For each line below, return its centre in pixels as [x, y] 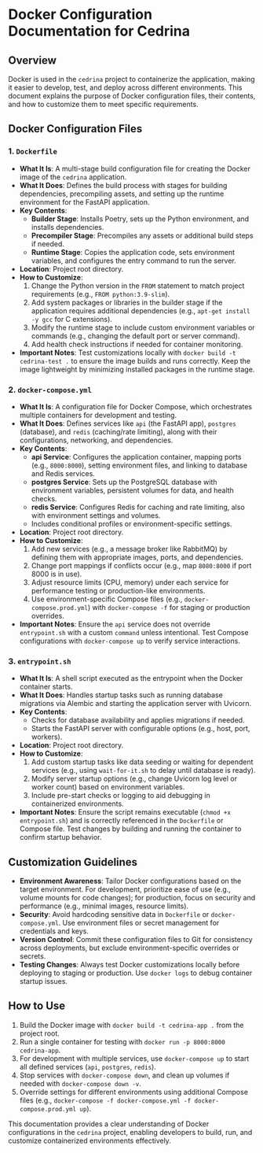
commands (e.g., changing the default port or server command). [135, 335]
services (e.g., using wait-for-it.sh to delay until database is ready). [143, 771]
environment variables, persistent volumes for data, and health [132, 490]
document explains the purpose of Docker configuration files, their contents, [132, 96]
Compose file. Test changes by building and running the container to [130, 829]
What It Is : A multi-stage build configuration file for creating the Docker [135, 168]
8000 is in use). [57, 574]
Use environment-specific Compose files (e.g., [107, 599]
